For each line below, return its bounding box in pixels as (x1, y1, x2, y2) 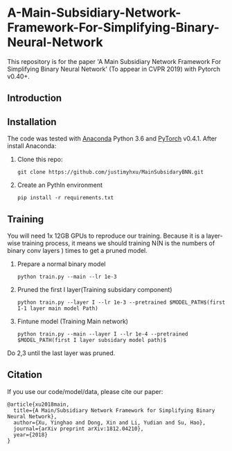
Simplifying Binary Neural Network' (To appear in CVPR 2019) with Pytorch (7, 65, 220, 73)
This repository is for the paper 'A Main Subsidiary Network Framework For (7, 57, 222, 65)
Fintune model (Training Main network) (17, 317, 129, 325)
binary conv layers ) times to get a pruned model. (7, 246, 148, 254)
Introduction (7, 92, 62, 104)
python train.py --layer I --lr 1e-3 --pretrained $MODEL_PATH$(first (17, 299, 226, 306)
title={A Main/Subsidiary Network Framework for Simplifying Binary (13, 407, 215, 414)
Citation (7, 369, 43, 381)
